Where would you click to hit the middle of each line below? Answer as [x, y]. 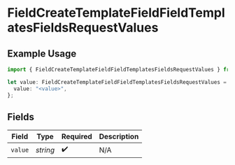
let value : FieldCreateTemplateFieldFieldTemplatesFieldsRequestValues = [117, 82]
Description [119, 136]
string [45, 150]
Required [77, 136]
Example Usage [42, 53]
